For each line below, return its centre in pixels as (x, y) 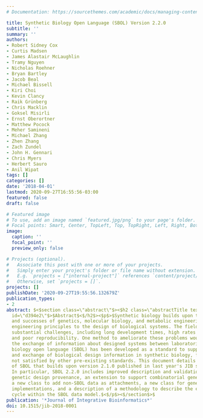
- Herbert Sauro (27, 164)
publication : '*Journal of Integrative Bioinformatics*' (79, 400)
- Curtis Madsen (27, 51)
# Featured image (28, 214)
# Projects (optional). (36, 259)
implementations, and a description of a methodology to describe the (102, 389)
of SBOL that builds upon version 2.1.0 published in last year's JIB (102, 366)
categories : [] (25, 181)
